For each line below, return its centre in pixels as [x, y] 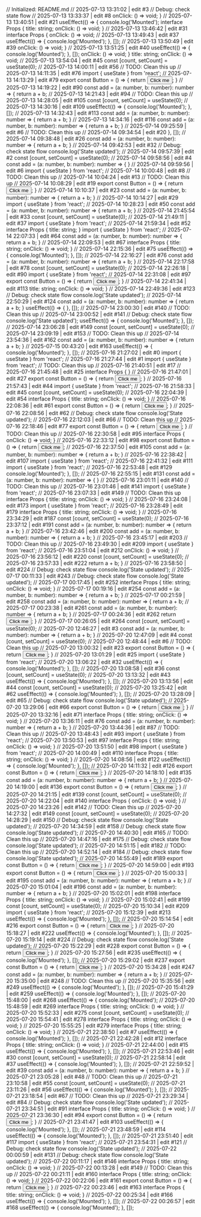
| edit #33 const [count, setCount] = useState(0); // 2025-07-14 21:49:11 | [97, 217]
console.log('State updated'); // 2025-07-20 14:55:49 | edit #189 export [94, 858]
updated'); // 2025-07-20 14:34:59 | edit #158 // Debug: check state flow [96, 826]
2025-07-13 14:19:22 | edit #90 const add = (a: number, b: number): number [100, 88]
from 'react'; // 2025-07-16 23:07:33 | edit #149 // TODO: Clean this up [94, 493]
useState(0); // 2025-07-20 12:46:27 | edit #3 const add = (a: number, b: [96, 628]
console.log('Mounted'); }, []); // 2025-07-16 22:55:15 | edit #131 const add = [101, 473]
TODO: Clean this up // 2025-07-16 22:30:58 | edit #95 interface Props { [95, 434]
